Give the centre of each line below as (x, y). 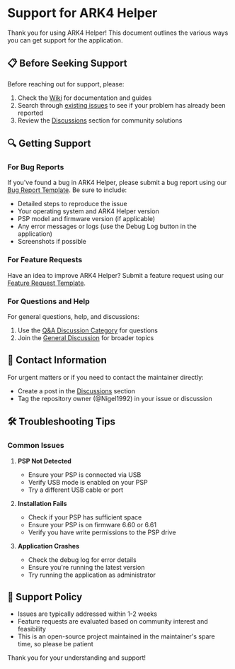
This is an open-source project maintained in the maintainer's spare (116, 636)
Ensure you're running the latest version (86, 567)
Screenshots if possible (52, 242)
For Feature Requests (45, 260)
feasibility (31, 629)
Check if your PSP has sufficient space (85, 517)
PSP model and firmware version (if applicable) (86, 219)
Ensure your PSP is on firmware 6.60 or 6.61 (92, 524)
